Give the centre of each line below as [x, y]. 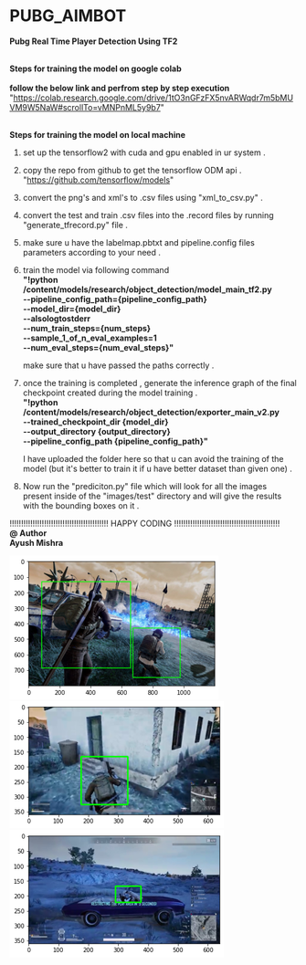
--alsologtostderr [57, 318]
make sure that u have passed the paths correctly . [118, 365]
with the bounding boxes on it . [81, 505]
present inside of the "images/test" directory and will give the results [152, 496]
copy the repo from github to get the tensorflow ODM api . [132, 170]
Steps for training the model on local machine [97, 134]
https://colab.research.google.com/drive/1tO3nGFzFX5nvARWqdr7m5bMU [153, 98]
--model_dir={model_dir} [72, 309]
